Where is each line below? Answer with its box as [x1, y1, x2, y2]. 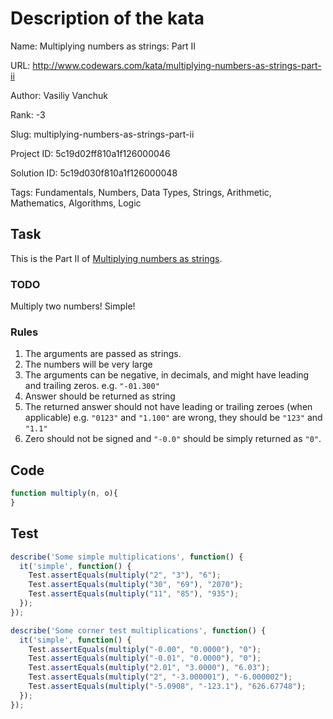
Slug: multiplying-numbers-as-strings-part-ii [10, 128, 195, 140]
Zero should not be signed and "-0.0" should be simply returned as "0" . [24, 433, 322, 445]
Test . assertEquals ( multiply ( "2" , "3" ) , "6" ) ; [28, 570, 222, 581]
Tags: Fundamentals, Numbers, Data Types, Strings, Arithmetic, [10, 186, 272, 198]
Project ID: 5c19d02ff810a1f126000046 [10, 147, 171, 159]
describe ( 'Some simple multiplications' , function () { [10, 552, 244, 562]
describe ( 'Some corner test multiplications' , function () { [10, 625, 267, 636]
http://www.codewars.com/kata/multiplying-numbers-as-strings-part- [32, 59, 322, 71]
